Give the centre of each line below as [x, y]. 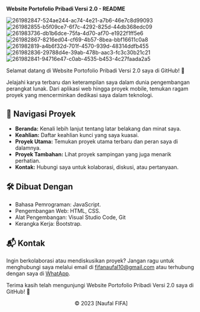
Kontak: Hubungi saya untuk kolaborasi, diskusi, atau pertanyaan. [97, 167]
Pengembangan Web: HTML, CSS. [58, 211]
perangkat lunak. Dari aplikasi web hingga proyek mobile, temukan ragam [97, 89]
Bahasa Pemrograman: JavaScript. [58, 204]
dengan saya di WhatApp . [38, 273]
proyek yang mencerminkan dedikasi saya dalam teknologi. [80, 95]
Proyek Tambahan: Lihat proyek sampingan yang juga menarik [93, 154]
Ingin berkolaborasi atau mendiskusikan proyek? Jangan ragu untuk [90, 261]
